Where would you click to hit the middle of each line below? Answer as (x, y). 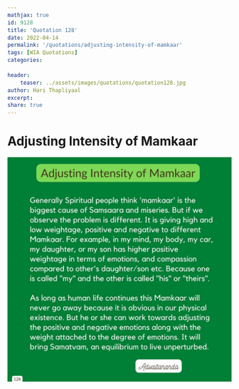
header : (19, 75)
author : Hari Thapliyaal (44, 90)
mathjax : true (28, 15)
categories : (25, 61)
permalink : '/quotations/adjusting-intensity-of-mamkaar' (95, 45)
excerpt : (20, 98)
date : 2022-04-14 (33, 38)
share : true (25, 105)
